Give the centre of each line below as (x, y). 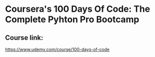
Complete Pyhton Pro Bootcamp (72, 19)
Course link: (24, 38)
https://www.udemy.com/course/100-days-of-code (57, 49)
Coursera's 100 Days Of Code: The (78, 9)
